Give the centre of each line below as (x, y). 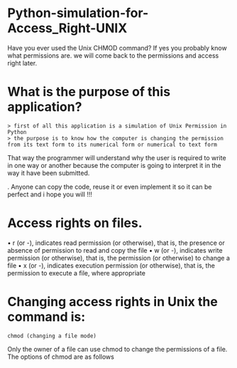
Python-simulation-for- (78, 13)
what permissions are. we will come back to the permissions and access (113, 56)
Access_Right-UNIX (67, 28)
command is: (46, 317)
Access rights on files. (75, 223)
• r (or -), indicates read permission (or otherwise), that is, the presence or (116, 243)
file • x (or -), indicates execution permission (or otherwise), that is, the (111, 266)
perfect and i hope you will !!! (50, 194)
